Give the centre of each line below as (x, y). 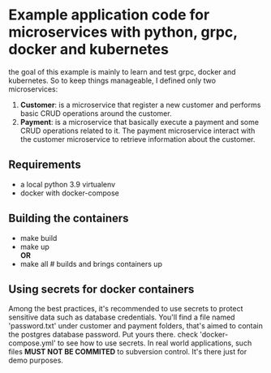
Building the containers (69, 219)
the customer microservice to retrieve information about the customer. (138, 139)
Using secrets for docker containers (101, 289)
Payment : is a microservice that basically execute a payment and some (140, 122)
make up (35, 247)
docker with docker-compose (69, 193)
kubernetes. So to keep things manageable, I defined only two (112, 80)
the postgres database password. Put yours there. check (103, 335)
